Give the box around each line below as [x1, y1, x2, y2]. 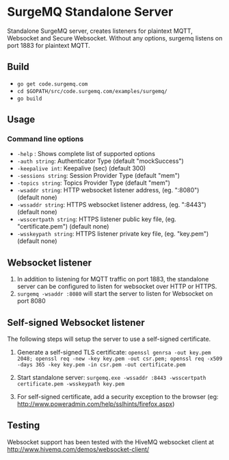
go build [16, 95, 42, 102]
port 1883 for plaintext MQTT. [7, 41, 90, 49]
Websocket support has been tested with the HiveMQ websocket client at [7, 437, 214, 446]
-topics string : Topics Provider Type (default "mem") [16, 179, 171, 187]
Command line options [7, 134, 84, 144]
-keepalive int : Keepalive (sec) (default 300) [16, 164, 146, 172]
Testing [7, 420, 40, 431]
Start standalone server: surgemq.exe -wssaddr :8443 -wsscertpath [16, 374, 206, 382]
